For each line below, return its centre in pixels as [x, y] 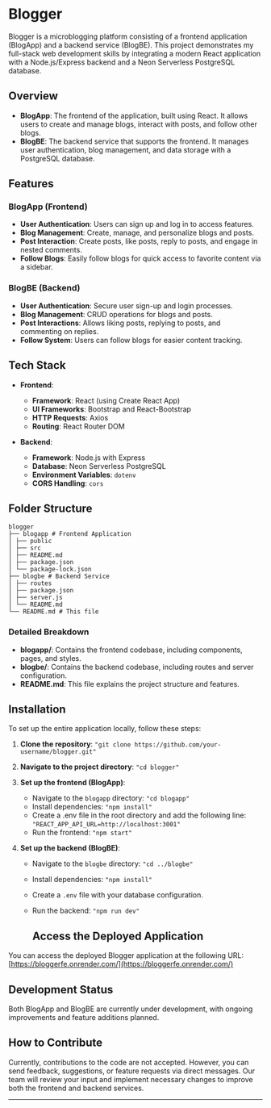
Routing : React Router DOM [78, 426]
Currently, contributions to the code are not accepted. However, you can [129, 1062]
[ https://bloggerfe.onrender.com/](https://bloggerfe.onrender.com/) [121, 964]
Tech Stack [37, 365]
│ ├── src [25, 548]
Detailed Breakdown [49, 632]
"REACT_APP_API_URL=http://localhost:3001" [106, 825]
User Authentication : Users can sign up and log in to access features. [137, 224]
